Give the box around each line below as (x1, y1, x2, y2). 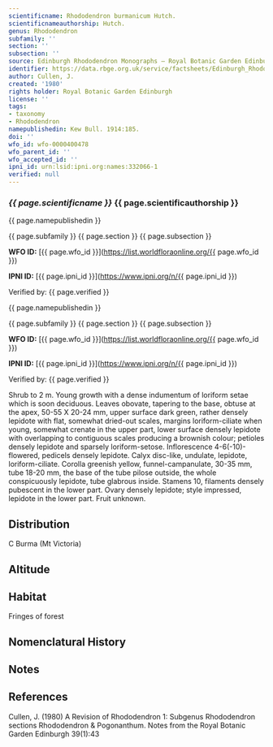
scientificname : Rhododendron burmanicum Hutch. (8, 11, 176, 20)
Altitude (8, 562, 50, 576)
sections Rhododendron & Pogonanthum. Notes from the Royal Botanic (8, 720, 246, 730)
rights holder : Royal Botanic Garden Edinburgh (8, 87, 173, 96)
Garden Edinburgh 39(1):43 (8, 728, 100, 739)
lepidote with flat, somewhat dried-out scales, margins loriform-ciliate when (8, 416, 262, 426)
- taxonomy (8, 110, 45, 119)
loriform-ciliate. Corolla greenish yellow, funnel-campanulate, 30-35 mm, (8, 460, 253, 469)
